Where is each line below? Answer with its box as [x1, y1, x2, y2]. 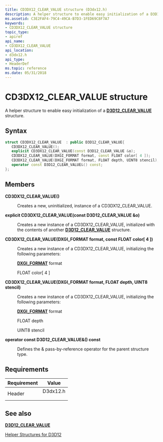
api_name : [5, 39, 25, 44]
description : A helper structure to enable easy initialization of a [5, 12, 149, 17]
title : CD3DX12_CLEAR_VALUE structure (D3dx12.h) [5, 7, 108, 12]
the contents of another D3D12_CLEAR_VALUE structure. [17, 227, 131, 233]
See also [5, 409, 32, 418]
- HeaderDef [5, 61, 29, 66]
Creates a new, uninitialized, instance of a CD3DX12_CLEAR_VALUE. [17, 203, 153, 208]
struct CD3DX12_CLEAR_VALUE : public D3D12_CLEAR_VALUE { [5, 140, 125, 145]
